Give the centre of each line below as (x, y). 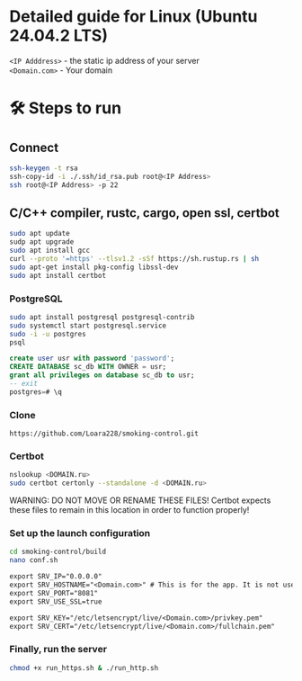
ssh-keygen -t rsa (44, 168)
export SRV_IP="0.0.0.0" (56, 577)
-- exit (24, 384)
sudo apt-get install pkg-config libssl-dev (94, 267)
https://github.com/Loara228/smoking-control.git (104, 434)
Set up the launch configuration (80, 533)
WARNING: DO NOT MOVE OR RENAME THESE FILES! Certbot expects (140, 500)
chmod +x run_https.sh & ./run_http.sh (84, 668)
